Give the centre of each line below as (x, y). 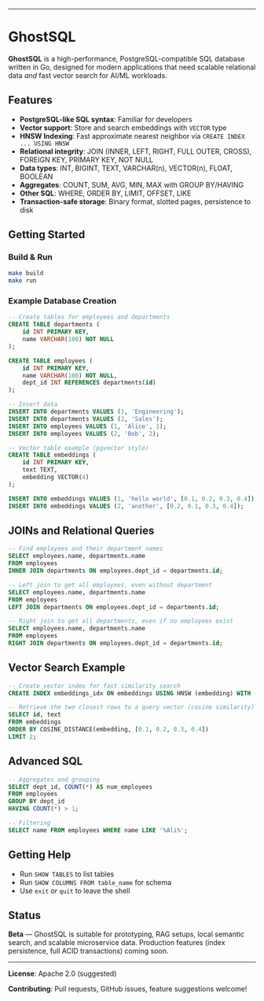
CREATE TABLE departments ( (54, 325)
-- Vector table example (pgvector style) (79, 448)
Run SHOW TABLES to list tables (67, 874)
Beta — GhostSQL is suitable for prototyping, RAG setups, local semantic (126, 934)
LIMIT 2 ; (22, 737)
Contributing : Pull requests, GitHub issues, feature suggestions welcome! (128, 989)
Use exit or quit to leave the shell (75, 891)
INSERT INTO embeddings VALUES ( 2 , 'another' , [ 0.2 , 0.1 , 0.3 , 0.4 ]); (126, 506)
